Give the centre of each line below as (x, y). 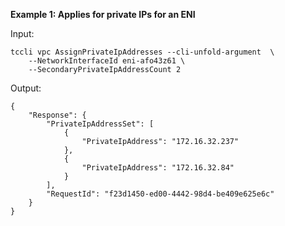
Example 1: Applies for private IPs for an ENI (103, 14)
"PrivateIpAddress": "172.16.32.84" (158, 168)
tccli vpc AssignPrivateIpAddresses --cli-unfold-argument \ (142, 52)
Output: (26, 88)
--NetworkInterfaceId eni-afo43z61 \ (107, 61)
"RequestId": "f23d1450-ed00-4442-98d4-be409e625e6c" (160, 194)
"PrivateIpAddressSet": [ (100, 124)
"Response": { (57, 115)
